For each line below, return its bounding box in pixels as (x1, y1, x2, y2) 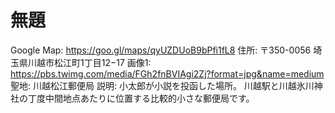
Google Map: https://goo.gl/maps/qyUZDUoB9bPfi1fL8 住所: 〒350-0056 (10, 44, 312, 56)
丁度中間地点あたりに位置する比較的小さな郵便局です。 (27, 92, 255, 104)
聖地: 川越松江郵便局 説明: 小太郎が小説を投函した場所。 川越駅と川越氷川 (10, 79, 315, 91)
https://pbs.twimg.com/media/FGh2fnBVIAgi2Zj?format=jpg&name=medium (10, 67, 325, 80)
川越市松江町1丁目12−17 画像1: (27, 56, 152, 68)
